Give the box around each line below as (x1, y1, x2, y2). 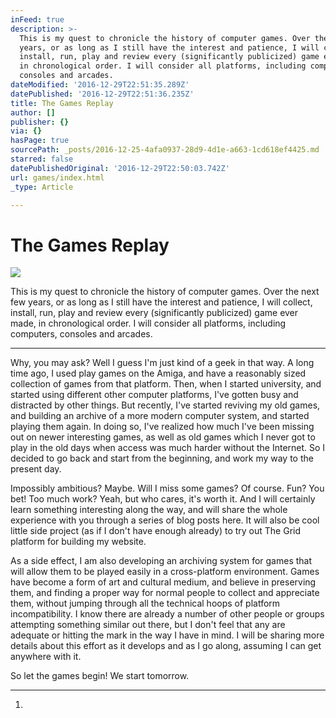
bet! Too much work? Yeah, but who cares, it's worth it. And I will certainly (10, 493, 316, 505)
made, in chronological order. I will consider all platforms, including (10, 317, 287, 330)
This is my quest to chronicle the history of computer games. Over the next (10, 286, 320, 298)
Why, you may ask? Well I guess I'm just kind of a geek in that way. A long (10, 357, 315, 369)
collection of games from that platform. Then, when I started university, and (10, 378, 322, 390)
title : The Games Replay (10, 98, 114, 108)
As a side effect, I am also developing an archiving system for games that (10, 555, 313, 567)
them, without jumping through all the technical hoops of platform (10, 597, 281, 610)
